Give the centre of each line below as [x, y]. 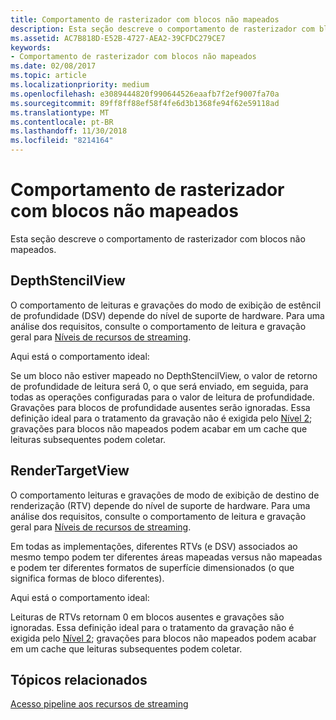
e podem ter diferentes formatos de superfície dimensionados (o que [152, 567]
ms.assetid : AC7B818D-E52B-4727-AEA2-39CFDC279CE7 [118, 38]
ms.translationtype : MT [60, 112]
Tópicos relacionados [79, 679]
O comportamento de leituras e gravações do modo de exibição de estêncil [166, 305]
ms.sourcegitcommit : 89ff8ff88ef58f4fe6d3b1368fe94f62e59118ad [145, 103]
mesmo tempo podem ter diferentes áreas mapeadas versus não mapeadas [166, 557]
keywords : [31, 47]
